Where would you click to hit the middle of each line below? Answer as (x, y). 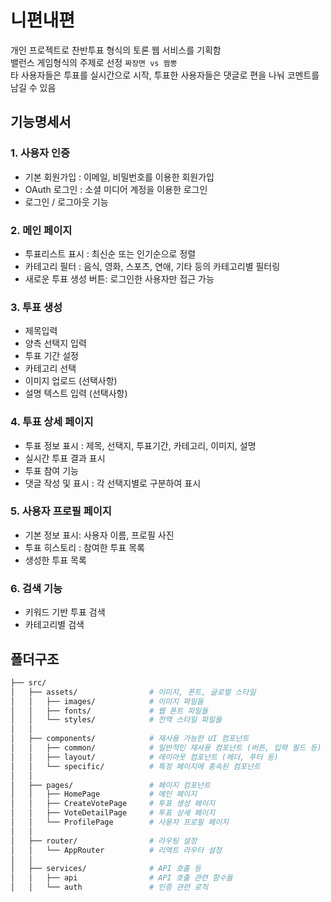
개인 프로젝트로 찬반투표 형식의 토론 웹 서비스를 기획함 (116, 50)
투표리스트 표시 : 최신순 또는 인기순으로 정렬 (110, 253)
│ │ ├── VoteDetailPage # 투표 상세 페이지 (113, 813)
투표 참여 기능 (51, 470)
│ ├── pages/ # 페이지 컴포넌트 (110, 785)
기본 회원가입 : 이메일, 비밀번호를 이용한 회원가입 (119, 177)
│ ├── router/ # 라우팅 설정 (104, 841)
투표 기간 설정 (51, 356)
